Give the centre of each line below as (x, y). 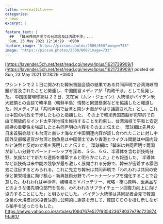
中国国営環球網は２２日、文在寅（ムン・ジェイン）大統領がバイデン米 (85, 96)
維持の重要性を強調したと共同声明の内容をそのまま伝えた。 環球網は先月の (80, 127)
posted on (144, 69)
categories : (17, 14)
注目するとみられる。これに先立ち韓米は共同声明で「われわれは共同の (83, 169)
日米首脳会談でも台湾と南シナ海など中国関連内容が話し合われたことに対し (79, 133)
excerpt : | (16, 23)
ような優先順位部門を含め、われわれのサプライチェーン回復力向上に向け (85, 188)
